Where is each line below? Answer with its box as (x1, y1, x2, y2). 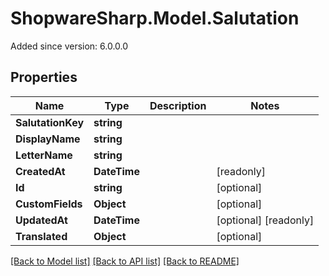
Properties (10, 69, 78, 86)
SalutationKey (15, 115, 85, 129)
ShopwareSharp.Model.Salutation (10, 7, 300, 30)
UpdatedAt (15, 213, 68, 227)
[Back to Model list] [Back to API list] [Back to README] (10, 255, 240, 267)
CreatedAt (15, 164, 66, 178)
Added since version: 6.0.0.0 (10, 40, 129, 52)
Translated (15, 229, 68, 243)
